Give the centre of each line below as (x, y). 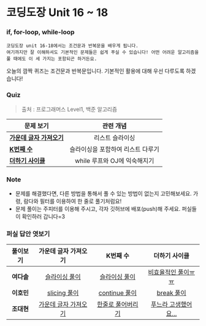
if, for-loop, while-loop (40, 32)
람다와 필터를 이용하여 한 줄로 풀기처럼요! (73, 201)
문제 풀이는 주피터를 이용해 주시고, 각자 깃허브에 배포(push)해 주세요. (98, 209)
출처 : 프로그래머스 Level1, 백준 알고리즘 (69, 109)
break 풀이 (171, 293)
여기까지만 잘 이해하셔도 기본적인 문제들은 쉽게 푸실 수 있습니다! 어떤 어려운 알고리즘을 (103, 53)
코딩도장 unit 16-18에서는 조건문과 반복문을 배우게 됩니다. (73, 46)
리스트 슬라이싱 (115, 137)
